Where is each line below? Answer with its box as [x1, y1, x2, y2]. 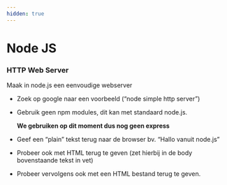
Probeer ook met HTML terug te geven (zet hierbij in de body [16, 149, 193, 157]
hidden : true [6, 10, 45, 17]
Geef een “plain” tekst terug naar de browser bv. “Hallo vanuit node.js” [16, 135, 220, 144]
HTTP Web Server [6, 65, 69, 75]
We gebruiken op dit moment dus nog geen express [16, 121, 170, 130]
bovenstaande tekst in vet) [16, 156, 94, 165]
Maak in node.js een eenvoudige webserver [6, 81, 133, 89]
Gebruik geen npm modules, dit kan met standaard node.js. [16, 108, 188, 117]
